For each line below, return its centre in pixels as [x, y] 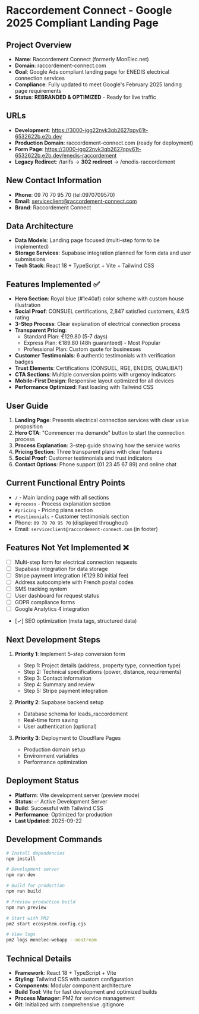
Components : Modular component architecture [73, 985]
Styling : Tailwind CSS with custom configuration [74, 979]
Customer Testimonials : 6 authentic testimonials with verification [95, 356]
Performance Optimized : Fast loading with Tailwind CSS [84, 387]
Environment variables [51, 756]
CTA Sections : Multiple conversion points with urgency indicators [95, 375]
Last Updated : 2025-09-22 [48, 821]
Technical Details [39, 958]
